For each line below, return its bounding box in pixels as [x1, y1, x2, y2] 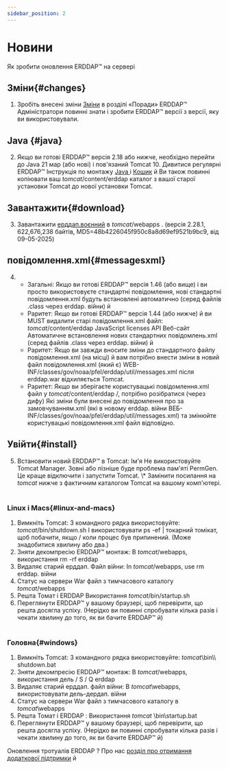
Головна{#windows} [7, 637, 78, 647]
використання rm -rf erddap [16, 555, 99, 563]
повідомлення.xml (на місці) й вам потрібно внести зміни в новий [27, 353, 220, 361]
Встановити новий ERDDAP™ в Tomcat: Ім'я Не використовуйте [16, 457, 201, 465]
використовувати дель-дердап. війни [16, 690, 127, 698]
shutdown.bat [16, 661, 56, 669]
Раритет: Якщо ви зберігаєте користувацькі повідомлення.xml [27, 382, 210, 390]
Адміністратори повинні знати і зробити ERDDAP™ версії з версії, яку [16, 108, 219, 116]
